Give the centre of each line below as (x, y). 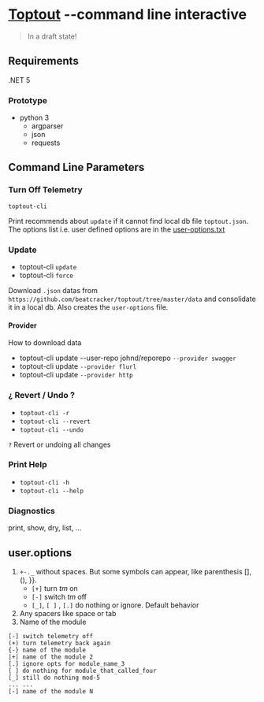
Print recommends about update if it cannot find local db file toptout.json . (128, 221)
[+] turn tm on (55, 588)
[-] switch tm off (59, 596)
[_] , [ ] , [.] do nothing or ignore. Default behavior (115, 605)
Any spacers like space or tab (68, 613)
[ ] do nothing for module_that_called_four (82, 670)
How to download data (45, 343)
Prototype (28, 100)
